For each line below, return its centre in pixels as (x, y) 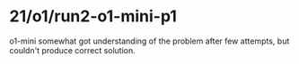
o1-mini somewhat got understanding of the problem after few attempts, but (149, 41)
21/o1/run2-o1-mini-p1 (93, 16)
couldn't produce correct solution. (73, 50)
